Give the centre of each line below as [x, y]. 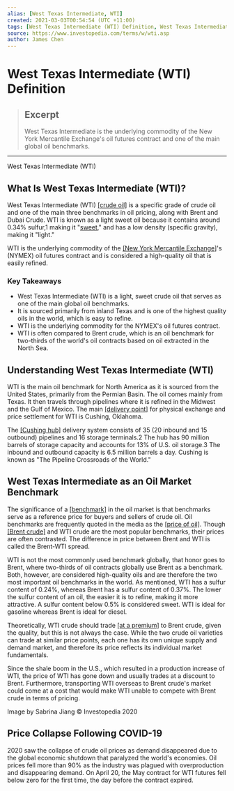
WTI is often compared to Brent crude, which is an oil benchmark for [116, 333]
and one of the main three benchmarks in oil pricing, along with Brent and [112, 212]
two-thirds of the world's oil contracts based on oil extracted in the [113, 341]
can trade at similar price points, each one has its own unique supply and [112, 640]
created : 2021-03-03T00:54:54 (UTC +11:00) [71, 20]
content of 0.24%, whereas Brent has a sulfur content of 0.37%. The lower [114, 589]
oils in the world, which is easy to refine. [75, 319]
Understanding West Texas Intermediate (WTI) [110, 370]
